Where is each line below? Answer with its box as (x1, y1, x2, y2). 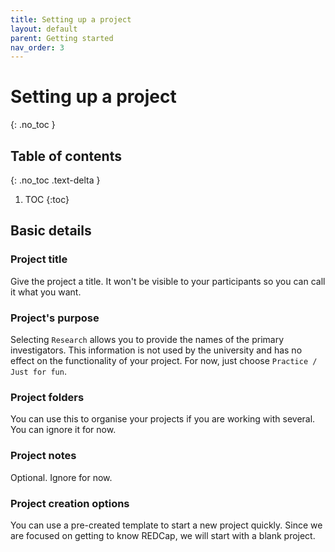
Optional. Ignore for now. (10, 471, 113, 483)
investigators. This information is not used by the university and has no (10, 344, 303, 356)
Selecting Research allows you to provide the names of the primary (10, 333, 285, 345)
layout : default (10, 24, 78, 34)
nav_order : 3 (10, 42, 65, 53)
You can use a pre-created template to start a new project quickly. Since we (10, 519, 323, 531)
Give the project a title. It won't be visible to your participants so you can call (10, 275, 326, 287)
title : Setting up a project (10, 14, 132, 25)
